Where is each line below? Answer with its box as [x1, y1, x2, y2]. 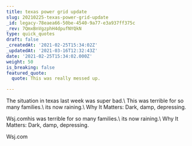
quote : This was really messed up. [11, 75, 101, 81]
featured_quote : [6, 70, 47, 76]
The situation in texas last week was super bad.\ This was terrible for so [6, 97, 184, 105]
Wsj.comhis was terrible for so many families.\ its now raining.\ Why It [6, 115, 179, 123]
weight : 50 [6, 59, 34, 65]
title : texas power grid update [6, 8, 87, 15]
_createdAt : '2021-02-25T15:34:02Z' [6, 42, 98, 48]
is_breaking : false [6, 64, 55, 71]
